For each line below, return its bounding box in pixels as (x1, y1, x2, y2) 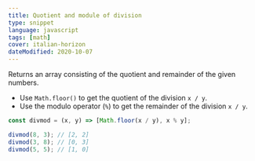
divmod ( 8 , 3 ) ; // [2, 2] (8, 130, 89, 138)
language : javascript (8, 26, 79, 34)
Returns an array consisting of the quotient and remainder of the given (8, 70, 236, 79)
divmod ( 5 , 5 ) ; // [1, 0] (8, 145, 89, 153)
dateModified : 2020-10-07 (8, 48, 93, 56)
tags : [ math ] (8, 33, 51, 42)
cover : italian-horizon (8, 41, 86, 49)
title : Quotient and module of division (8, 11, 143, 20)
